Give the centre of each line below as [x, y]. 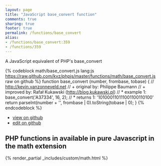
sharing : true [20, 24]
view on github [28, 117]
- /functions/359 [23, 47]
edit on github [27, 123]
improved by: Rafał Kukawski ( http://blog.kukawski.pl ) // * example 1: [76, 92]
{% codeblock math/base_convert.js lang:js [50, 71]
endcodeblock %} [24, 108]
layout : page [19, 10]
